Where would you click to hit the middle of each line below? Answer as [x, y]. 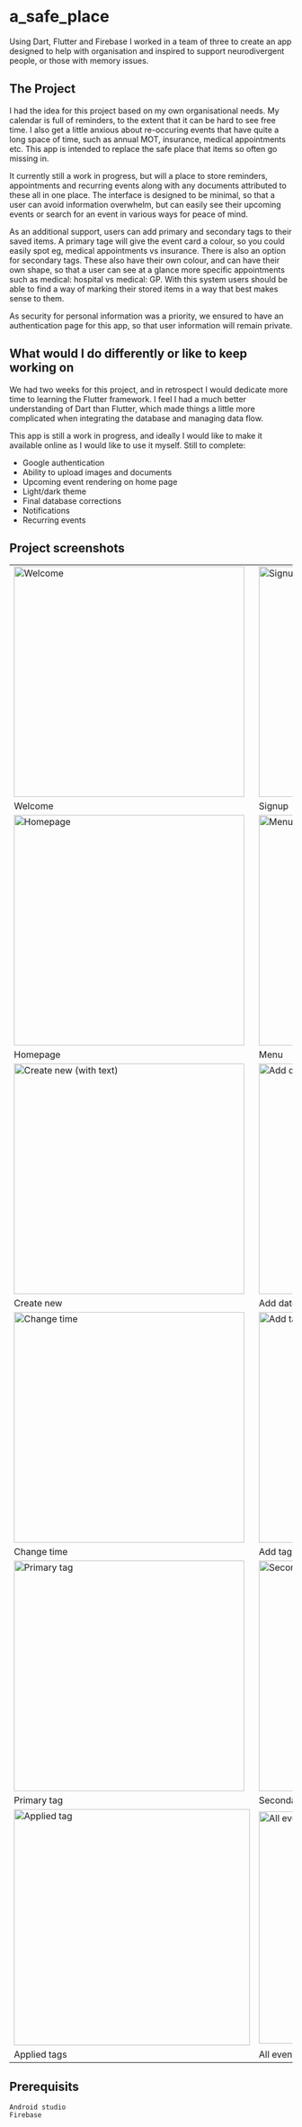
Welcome [34, 806]
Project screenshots [67, 547]
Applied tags [40, 2055]
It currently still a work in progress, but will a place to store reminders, [138, 175]
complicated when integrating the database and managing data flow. [136, 418]
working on [42, 368]
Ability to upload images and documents [97, 472]
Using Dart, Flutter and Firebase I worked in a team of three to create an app [151, 41]
